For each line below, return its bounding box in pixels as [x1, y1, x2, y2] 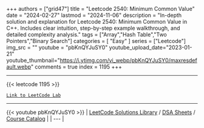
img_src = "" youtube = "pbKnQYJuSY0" [6, 44, 108, 51]
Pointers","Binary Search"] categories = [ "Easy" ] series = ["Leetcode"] [6, 38, 186, 44]
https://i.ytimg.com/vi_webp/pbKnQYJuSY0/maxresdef [59, 57, 197, 64]
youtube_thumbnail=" [6, 57, 60, 64]
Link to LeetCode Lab [6, 92, 61, 98]
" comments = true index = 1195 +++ [30, 63, 123, 70]
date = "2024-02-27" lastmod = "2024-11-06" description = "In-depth [6, 12, 182, 19]
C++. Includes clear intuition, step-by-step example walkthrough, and [6, 24, 180, 32]
